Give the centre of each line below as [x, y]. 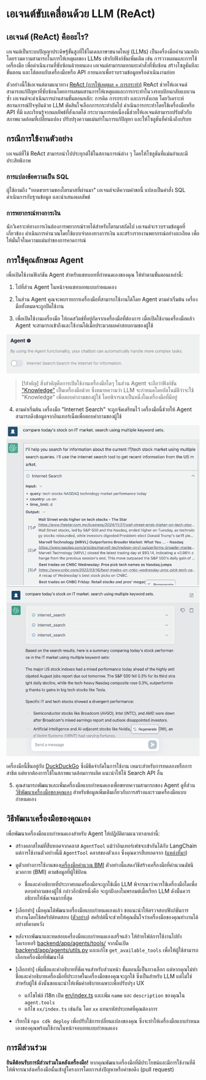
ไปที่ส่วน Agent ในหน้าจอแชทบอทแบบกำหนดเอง [66, 287]
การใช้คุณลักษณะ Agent [45, 260]
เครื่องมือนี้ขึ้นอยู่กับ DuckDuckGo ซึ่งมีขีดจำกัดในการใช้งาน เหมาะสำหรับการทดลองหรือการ [99, 766]
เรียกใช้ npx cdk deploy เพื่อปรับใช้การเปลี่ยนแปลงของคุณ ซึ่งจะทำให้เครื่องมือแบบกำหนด [107, 1021]
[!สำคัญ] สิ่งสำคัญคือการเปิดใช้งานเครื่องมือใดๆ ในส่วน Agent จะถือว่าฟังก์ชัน [99, 384]
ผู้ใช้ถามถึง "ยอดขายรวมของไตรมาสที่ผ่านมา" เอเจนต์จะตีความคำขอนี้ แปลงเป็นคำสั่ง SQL [96, 190]
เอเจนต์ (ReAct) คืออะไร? [48, 37]
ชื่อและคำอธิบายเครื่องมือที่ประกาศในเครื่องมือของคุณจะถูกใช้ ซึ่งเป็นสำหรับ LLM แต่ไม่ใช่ [103, 976]
